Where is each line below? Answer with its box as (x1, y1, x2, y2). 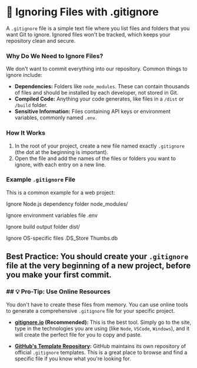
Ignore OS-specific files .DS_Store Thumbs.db (6, 235, 118, 242)
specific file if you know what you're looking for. (14, 355, 131, 362)
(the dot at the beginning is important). (14, 148, 109, 155)
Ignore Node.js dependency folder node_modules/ (6, 200, 128, 208)
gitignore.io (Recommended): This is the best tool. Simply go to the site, (14, 319, 192, 326)
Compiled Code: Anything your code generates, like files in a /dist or (14, 95, 184, 102)
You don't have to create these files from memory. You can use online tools (6, 301, 188, 308)
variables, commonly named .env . (14, 114, 97, 121)
